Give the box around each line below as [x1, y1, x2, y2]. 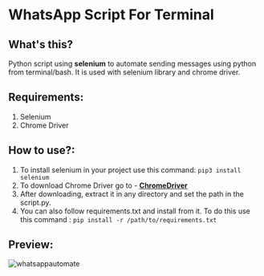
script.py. [19, 197, 51, 207]
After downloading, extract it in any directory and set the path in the [19, 189, 245, 198]
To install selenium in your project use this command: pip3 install [19, 164, 242, 174]
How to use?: [8, 144, 75, 157]
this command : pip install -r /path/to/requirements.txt [19, 214, 217, 224]
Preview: [8, 238, 54, 252]
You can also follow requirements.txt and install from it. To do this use [19, 206, 250, 216]
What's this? [8, 38, 74, 51]
